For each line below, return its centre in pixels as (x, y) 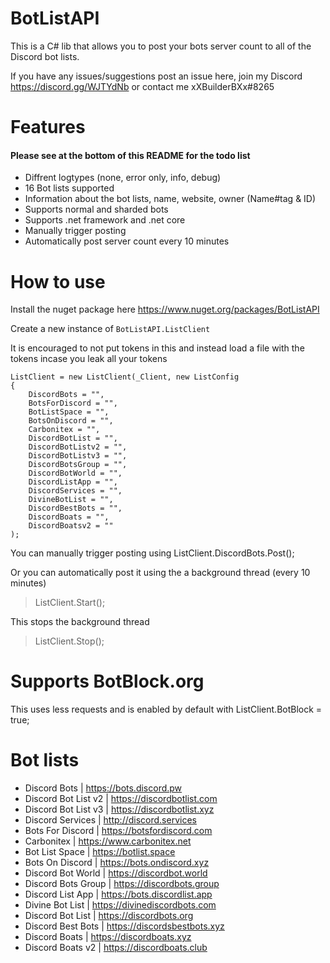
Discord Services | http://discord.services (110, 820)
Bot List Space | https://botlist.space (100, 852)
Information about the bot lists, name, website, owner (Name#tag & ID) (170, 199)
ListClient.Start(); (70, 603)
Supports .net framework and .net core (105, 220)
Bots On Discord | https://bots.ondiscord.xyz (117, 863)
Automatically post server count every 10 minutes (127, 241)
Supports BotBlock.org (107, 681)
